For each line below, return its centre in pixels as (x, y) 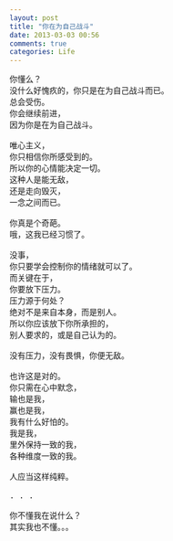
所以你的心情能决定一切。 (57, 169)
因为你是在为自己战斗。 (53, 125)
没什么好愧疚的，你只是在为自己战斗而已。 (89, 91)
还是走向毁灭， (37, 191)
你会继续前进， (37, 114)
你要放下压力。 (37, 290)
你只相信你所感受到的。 (53, 157)
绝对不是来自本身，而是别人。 (65, 313)
